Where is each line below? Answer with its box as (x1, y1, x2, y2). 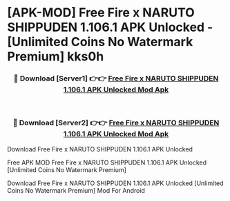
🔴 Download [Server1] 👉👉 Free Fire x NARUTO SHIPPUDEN (13, 74, 219, 83)
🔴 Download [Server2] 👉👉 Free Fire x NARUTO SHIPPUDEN (12, 118, 220, 128)
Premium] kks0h (7, 49, 104, 65)
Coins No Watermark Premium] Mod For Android (7, 186, 145, 194)
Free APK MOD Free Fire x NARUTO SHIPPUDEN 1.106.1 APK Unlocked (7, 158, 207, 167)
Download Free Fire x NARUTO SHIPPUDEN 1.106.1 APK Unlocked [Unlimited (7, 179, 224, 187)
